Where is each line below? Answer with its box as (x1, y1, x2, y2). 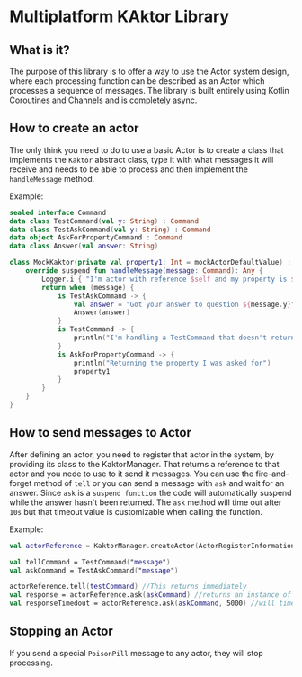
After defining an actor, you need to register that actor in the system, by (9, 448, 274, 460)
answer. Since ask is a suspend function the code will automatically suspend (9, 487, 292, 498)
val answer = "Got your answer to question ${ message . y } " (73, 300, 296, 309)
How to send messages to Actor (9, 425, 191, 440)
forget (9, 477, 32, 488)
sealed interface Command (9, 208, 106, 217)
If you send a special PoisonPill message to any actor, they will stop (9, 647, 263, 658)
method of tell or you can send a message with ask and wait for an (33, 477, 285, 488)
